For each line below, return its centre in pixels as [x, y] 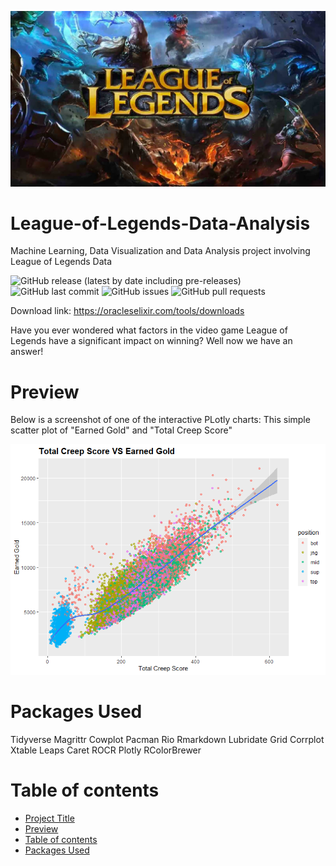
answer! [27, 352]
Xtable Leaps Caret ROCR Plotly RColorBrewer [106, 750]
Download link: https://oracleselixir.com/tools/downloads [127, 311]
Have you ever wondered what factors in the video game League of [149, 330]
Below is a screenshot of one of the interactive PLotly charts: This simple [160, 420]
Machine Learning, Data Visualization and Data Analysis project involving [160, 251]
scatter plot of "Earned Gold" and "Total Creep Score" [121, 430]
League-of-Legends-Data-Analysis [160, 223]
